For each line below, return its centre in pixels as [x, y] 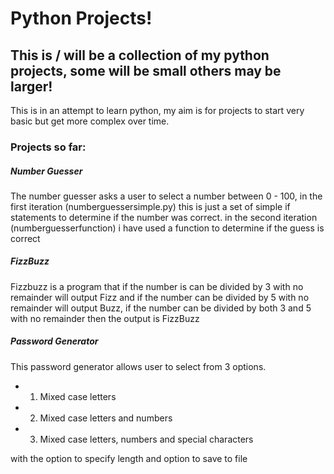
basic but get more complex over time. [90, 121]
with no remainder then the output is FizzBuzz [105, 318]
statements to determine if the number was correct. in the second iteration [164, 217]
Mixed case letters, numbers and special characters [146, 439]
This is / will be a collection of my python [140, 55]
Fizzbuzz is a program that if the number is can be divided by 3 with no [157, 286]
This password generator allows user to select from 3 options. [138, 366]
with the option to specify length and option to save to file [129, 458]
